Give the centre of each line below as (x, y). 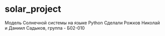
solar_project (33, 9)
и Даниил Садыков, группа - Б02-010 (45, 28)
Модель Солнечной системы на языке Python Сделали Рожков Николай (82, 23)
